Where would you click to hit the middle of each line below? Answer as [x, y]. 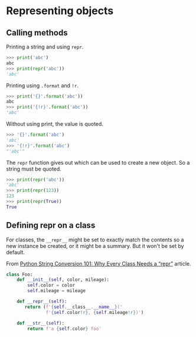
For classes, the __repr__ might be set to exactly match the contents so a [95, 240]
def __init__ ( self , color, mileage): [63, 280]
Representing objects [60, 11]
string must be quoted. [34, 169]
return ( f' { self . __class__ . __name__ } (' [73, 307]
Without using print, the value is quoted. [55, 124]
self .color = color [51, 285]
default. [16, 252]
